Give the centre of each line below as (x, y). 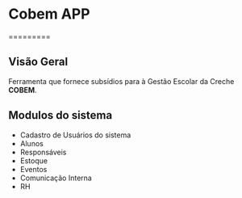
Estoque (34, 160)
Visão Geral (38, 62)
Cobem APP (49, 14)
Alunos (32, 143)
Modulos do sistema (60, 115)
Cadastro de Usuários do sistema (75, 135)
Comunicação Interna (56, 178)
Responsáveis (43, 152)
